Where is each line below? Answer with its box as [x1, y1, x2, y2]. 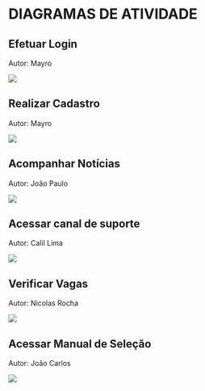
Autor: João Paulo [8, 179, 69, 188]
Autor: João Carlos [8, 359, 71, 368]
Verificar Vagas [8, 276, 89, 291]
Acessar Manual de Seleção [8, 337, 152, 351]
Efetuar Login [8, 37, 78, 51]
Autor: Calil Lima [8, 238, 63, 248]
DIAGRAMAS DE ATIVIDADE [8, 5, 198, 23]
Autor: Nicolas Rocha [8, 298, 79, 308]
